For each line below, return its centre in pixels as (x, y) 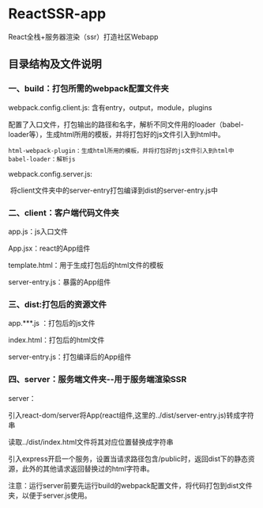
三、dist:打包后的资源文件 (57, 304)
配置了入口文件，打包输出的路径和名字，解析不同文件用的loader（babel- (126, 124)
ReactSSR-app (57, 14)
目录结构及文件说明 (55, 64)
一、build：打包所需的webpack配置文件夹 (89, 89)
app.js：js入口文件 (38, 231)
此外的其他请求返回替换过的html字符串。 (88, 468)
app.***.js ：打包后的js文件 (52, 323)
